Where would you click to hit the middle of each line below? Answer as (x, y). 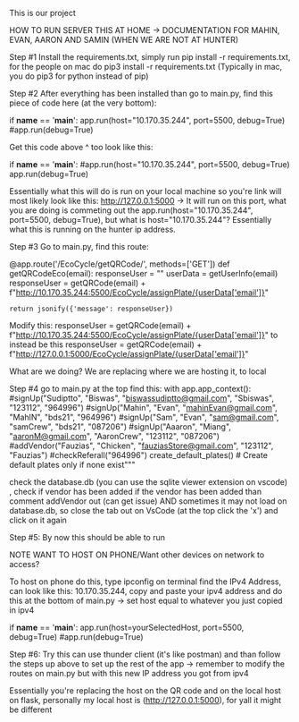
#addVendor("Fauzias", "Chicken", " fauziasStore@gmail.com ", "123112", (141, 446)
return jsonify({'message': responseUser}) (91, 309)
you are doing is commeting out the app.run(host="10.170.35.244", (131, 210)
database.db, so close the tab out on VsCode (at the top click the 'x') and (144, 510)
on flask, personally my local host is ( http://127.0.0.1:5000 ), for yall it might (145, 700)
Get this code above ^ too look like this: (81, 147)
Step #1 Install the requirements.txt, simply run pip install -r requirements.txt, (150, 57)
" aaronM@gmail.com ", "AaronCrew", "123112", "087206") (115, 436)
